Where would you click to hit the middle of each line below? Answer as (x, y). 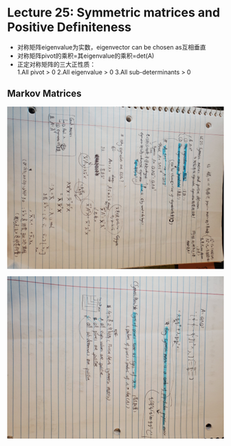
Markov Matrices (44, 94)
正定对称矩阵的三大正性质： (56, 64)
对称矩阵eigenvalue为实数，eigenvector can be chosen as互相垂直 (111, 47)
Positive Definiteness (69, 27)
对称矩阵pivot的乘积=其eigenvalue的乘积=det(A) (86, 56)
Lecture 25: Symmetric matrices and (114, 13)
